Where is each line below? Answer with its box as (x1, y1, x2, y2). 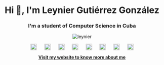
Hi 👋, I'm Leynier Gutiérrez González (4, 4, 160, 16)
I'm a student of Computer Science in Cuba (28, 22, 136, 29)
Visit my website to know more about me (38, 54, 126, 60)
